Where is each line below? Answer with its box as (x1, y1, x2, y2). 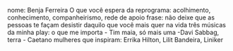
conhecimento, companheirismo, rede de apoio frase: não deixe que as (7, 13, 215, 22)
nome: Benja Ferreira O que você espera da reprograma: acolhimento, (7, 6, 211, 14)
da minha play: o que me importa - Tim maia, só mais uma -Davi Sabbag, (7, 28, 220, 36)
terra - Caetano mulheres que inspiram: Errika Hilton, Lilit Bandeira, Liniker (7, 36, 224, 44)
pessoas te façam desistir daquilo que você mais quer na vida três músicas (7, 21, 226, 29)
